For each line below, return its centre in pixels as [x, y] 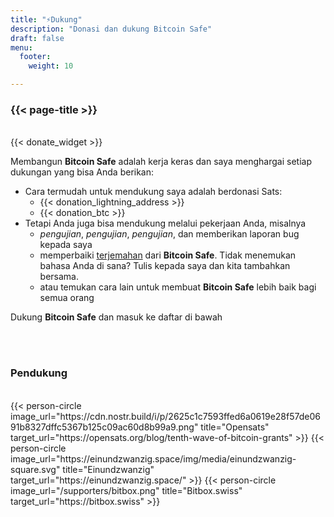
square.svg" [35, 469]
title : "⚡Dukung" [46, 19]
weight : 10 [51, 66]
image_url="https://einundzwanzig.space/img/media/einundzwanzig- [153, 458]
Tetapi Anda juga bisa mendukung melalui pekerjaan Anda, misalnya [165, 223]
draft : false [37, 38]
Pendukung [39, 373]
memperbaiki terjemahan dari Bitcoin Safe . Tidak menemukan [168, 255]
